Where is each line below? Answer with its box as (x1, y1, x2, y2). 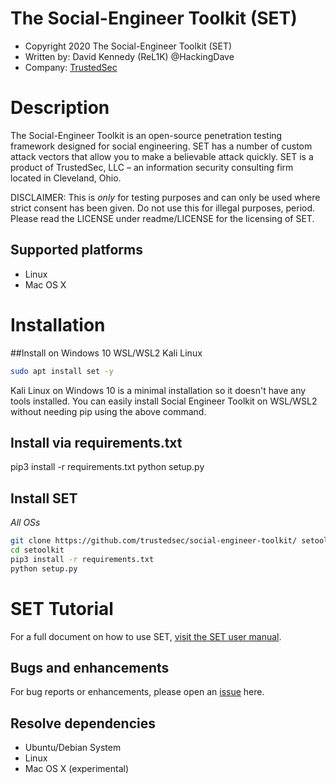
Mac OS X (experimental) (24, 763, 130, 775)
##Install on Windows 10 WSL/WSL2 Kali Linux (10, 347, 203, 359)
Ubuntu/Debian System (24, 742, 122, 754)
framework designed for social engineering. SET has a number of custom (10, 140, 313, 152)
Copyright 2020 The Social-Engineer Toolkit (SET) (24, 40, 233, 52)
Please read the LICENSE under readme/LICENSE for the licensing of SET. (10, 212, 315, 224)
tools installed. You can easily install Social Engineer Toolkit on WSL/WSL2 (10, 395, 318, 407)
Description (10, 97, 110, 119)
